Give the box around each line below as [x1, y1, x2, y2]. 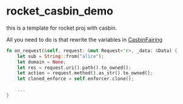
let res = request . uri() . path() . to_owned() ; [17, 65, 131, 71]
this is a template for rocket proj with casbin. [6, 24, 117, 31]
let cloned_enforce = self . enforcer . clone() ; [17, 76, 135, 82]
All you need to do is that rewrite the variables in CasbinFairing [6, 36, 162, 43]
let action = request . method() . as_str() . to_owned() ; [17, 70, 153, 76]
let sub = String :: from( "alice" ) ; [17, 53, 104, 59]
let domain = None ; [17, 59, 67, 65]
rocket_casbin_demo [6, 4, 113, 18]
